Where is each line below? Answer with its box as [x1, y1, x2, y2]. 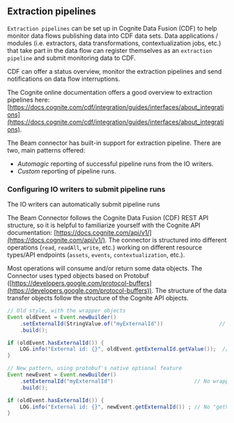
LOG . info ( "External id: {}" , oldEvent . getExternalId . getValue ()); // [19, 346, 229, 353]
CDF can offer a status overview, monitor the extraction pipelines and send [7, 67, 222, 75]
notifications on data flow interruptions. [7, 75, 120, 83]
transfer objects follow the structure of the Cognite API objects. [7, 294, 189, 302]
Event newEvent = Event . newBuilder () [7, 371, 117, 378]
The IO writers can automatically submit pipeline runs [7, 200, 160, 208]
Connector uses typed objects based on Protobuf [7, 272, 150, 280]
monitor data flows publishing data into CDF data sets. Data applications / [7, 31, 219, 40]
